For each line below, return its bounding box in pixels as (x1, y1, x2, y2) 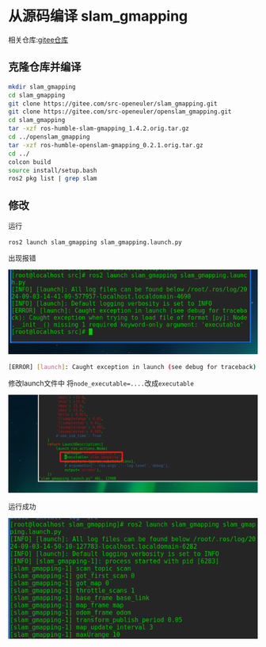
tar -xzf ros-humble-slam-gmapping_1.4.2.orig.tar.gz (8, 124, 190, 133)
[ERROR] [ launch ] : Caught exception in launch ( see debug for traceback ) (8, 363, 257, 371)
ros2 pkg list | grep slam (8, 175, 97, 183)
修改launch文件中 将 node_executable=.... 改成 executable (8, 378, 194, 388)
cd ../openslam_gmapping (8, 133, 90, 141)
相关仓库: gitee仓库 (8, 35, 69, 44)
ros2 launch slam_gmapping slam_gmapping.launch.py (8, 238, 182, 246)
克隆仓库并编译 (8, 60, 82, 74)
